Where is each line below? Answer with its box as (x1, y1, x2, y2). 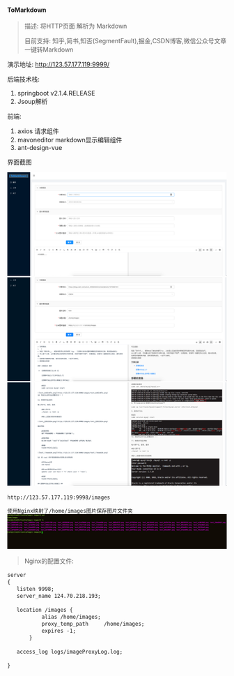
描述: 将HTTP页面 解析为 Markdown (24, 22, 127, 31)
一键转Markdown (24, 45, 74, 54)
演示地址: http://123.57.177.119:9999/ (7, 60, 110, 69)
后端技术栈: (7, 75, 40, 84)
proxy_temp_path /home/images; (41, 620, 145, 627)
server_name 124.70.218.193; (16, 592, 101, 599)
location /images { (16, 606, 73, 613)
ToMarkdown (7, 6, 47, 14)
